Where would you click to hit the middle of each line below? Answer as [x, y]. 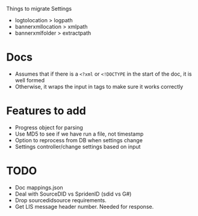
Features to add [46, 111]
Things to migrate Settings [39, 9]
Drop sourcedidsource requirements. [61, 200]
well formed [30, 80]
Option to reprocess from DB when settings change [79, 140]
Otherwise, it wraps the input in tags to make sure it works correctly [99, 86]
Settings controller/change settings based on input [78, 146]
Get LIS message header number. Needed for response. [84, 206]
